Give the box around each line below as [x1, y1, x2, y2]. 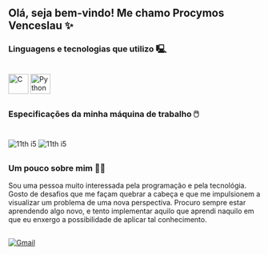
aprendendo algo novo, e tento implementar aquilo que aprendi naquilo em [8, 206, 254, 216]
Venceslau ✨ [8, 19, 74, 33]
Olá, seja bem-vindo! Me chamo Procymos [8, 6, 225, 20]
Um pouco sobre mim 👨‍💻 [8, 162, 106, 173]
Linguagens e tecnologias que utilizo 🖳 [8, 43, 167, 55]
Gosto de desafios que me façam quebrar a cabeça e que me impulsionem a [8, 188, 261, 199]
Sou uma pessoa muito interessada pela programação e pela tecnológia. [8, 180, 247, 190]
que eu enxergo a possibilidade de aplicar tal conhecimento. [8, 214, 207, 224]
